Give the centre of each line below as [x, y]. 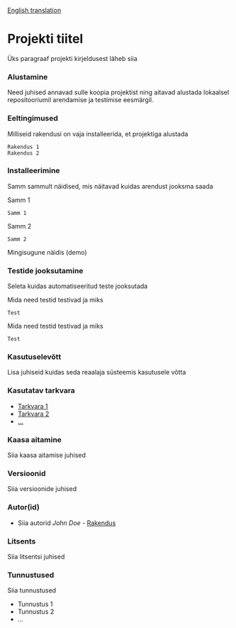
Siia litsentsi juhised [36, 556]
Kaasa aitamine [35, 439]
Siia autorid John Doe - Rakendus [67, 523]
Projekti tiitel [45, 39]
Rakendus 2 [23, 153]
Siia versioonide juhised [42, 489]
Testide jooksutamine [45, 270]
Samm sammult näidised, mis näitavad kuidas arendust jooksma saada [111, 186]
